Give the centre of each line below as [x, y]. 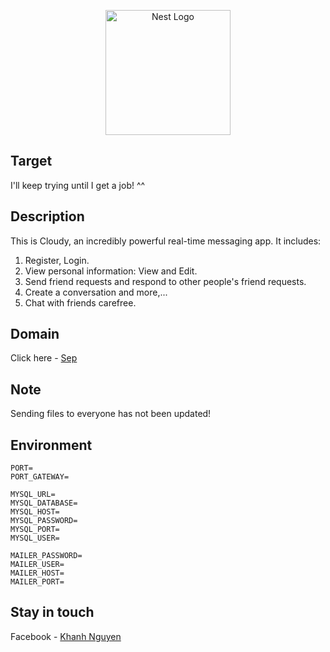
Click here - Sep [44, 358]
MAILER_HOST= [37, 573]
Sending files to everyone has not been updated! [111, 414]
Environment [51, 445]
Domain [35, 334]
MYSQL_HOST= [35, 512]
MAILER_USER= [37, 565]
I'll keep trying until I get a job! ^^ [78, 185]
